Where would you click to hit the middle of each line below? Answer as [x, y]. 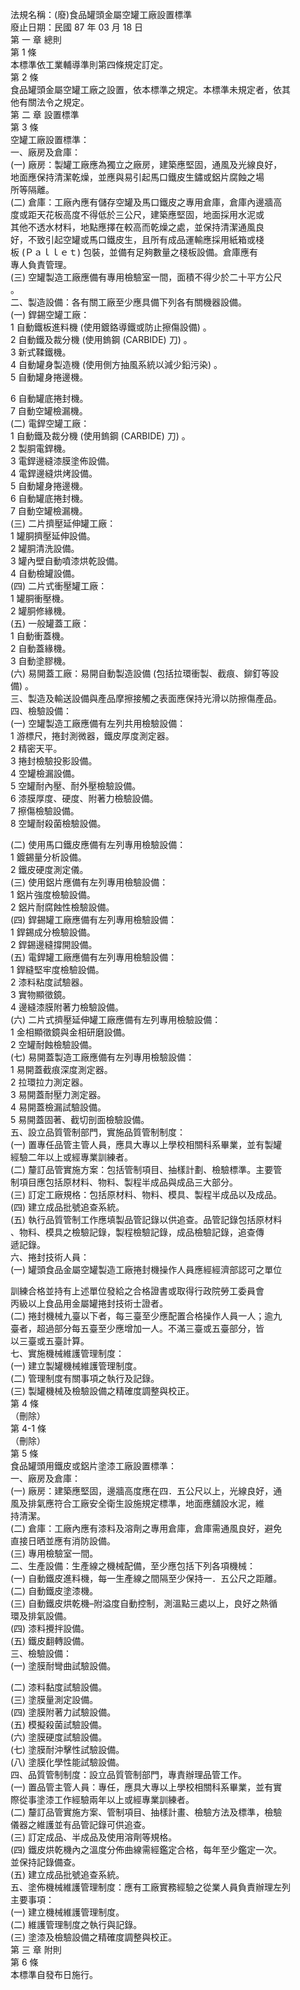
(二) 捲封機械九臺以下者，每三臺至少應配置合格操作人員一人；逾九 [146, 1316]
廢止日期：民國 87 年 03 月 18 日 [77, 27]
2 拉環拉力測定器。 [49, 1082]
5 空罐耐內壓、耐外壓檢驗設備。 [76, 786]
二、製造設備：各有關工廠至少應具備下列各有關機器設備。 [128, 302]
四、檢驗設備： [41, 711]
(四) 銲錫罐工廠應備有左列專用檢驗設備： [94, 919]
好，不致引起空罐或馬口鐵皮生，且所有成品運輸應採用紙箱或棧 [137, 239]
